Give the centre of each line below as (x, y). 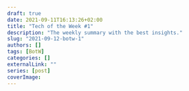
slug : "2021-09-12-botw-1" (46, 39)
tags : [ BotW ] (26, 52)
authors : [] (24, 45)
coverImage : (24, 77)
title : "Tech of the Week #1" (51, 26)
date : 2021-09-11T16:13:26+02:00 (55, 20)
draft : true (24, 13)
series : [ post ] (29, 70)
